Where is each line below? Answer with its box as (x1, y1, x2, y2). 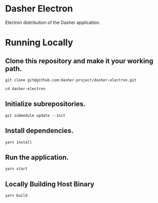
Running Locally (5, 37, 74, 48)
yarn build (5, 193, 28, 198)
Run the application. (5, 153, 69, 162)
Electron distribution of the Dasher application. (5, 19, 101, 25)
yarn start (5, 166, 28, 172)
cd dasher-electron (5, 86, 46, 91)
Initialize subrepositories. (5, 100, 86, 108)
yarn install (5, 140, 32, 145)
